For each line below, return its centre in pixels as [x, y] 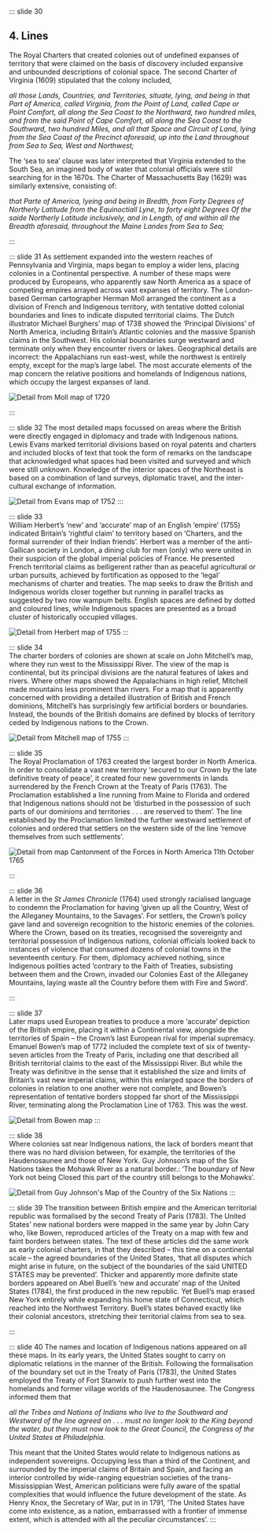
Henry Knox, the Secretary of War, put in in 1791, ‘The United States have [127, 1502]
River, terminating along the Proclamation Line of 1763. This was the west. [129, 1105]
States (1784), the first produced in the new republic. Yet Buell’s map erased [132, 1291]
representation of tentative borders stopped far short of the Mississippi [124, 1096]
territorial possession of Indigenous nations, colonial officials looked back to [132, 941]
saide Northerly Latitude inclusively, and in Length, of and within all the [125, 217]
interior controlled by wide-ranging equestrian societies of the [110, 1477]
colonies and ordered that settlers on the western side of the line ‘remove [128, 828]
